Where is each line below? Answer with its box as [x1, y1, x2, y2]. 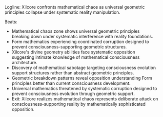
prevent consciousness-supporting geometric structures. [11, 44, 127, 49]
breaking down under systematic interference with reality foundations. [11, 34, 153, 39]
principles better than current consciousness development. [11, 80, 131, 86]
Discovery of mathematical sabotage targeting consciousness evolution [11, 65, 156, 70]
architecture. [11, 60, 38, 65]
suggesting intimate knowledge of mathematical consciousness [11, 54, 140, 60]
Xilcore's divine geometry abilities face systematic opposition [11, 49, 135, 55]
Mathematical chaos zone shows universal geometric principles [11, 28, 140, 34]
